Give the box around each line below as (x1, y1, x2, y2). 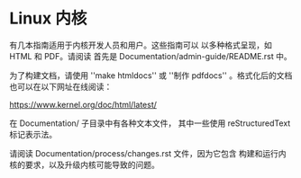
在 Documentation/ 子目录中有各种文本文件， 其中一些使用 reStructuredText (9, 118, 291, 129)
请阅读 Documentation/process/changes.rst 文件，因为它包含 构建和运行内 (9, 147, 287, 158)
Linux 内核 (9, 8, 87, 29)
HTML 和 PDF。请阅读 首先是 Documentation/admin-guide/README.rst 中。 (9, 50, 293, 61)
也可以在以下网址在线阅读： (9, 81, 113, 92)
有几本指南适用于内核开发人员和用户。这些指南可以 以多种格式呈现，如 (9, 40, 272, 50)
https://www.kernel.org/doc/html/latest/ (9, 99, 158, 110)
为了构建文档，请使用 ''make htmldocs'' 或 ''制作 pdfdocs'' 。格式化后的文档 (9, 69, 293, 81)
